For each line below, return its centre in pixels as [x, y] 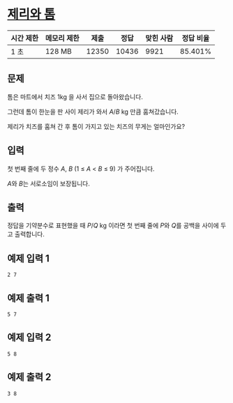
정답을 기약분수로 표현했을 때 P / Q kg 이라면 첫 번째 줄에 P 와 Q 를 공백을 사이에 [113, 226]
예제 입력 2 [29, 338]
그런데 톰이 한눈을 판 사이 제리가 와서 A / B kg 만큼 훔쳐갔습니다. [93, 112]
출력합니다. [30, 234]
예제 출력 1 [29, 298]
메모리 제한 [62, 38]
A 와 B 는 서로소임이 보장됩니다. [49, 183]
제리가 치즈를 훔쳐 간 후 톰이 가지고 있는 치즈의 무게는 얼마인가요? [96, 126]
